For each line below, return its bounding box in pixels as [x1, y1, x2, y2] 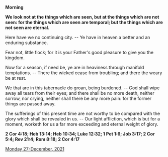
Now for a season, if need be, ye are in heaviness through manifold [5, 65, 144, 70]
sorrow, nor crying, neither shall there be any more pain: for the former [5, 95, 152, 101]
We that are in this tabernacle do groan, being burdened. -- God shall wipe [5, 85, 160, 91]
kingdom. [5, 55, 25, 61]
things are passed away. [5, 101, 56, 107]
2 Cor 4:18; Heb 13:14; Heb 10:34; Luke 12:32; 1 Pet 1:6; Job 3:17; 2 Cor [5, 131, 155, 137]
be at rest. [5, 75, 27, 81]
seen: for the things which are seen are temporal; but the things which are [5, 20, 163, 25]
